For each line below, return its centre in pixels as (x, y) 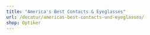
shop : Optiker (24, 23)
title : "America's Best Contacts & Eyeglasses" (66, 12)
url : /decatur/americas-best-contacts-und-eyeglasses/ (75, 17)
